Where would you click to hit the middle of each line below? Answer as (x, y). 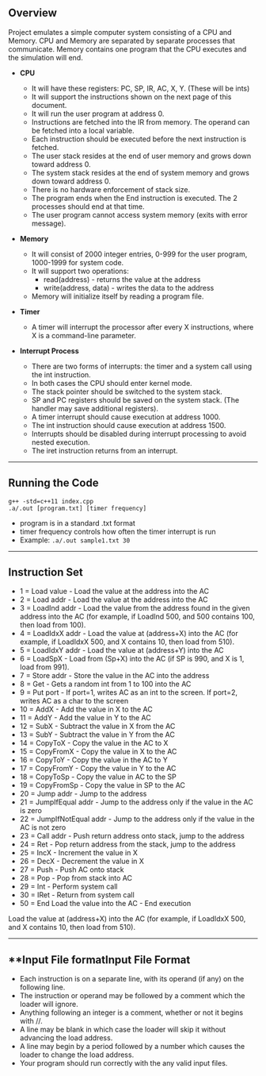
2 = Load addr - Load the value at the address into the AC (114, 600)
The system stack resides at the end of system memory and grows (140, 172)
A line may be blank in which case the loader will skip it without (123, 1030)
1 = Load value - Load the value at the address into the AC (114, 592)
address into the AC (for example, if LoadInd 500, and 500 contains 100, (137, 617)
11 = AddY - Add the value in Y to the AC (85, 718)
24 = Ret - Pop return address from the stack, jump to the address (127, 844)
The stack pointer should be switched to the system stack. (127, 391)
